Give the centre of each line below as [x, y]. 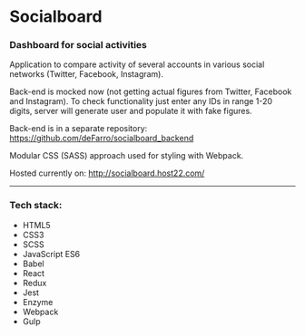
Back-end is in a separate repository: [79, 129]
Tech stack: [36, 206]
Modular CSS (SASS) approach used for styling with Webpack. [127, 156]
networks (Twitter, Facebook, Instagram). [86, 74]
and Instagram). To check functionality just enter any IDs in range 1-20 [141, 101]
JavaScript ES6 [51, 254]
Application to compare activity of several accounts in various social [137, 64]
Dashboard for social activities [79, 45]
